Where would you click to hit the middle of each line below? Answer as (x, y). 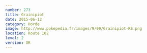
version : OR (18, 43)
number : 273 (18, 10)
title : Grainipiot (25, 15)
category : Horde (22, 24)
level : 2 (14, 38)
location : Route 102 (27, 33)
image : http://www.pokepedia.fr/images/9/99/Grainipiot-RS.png (74, 29)
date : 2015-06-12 (24, 19)
